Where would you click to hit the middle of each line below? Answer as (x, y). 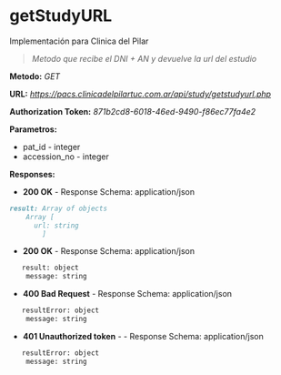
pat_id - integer (51, 147)
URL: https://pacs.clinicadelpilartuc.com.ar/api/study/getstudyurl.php (140, 94)
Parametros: (33, 129)
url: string (56, 225)
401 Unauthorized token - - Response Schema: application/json (143, 336)
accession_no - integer (65, 157)
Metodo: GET (35, 76)
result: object (50, 268)
